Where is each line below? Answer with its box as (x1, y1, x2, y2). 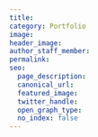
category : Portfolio (9, 22, 87, 31)
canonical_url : (17, 80, 75, 89)
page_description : (17, 72, 87, 81)
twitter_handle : (17, 96, 78, 106)
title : (9, 13, 34, 23)
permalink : (9, 55, 50, 64)
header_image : (9, 38, 63, 48)
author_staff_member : (9, 47, 91, 56)
